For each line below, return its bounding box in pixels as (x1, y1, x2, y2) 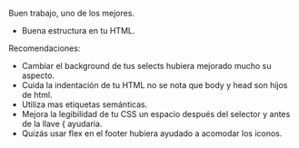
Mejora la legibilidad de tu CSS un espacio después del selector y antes (21, 109, 291, 119)
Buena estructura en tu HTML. (21, 25, 135, 35)
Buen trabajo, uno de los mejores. (8, 8, 135, 18)
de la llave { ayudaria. (21, 118, 103, 129)
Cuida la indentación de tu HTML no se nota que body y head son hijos (21, 80, 288, 90)
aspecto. (21, 70, 55, 81)
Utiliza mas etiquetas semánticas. (21, 99, 148, 110)
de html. (21, 90, 54, 100)
